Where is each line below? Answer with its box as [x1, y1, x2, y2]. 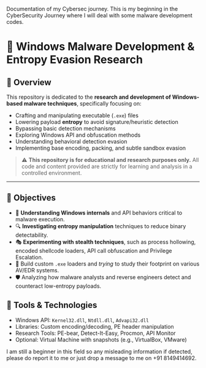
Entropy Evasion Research [6, 53, 143, 67]
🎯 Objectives [6, 193, 56, 203]
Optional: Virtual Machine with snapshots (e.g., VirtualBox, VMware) [15, 335, 187, 343]
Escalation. [15, 253, 44, 261]
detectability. [15, 231, 48, 239]
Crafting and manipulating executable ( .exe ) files [15, 112, 139, 119]
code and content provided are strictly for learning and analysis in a [21, 163, 193, 170]
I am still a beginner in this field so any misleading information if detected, [6, 348, 193, 355]
